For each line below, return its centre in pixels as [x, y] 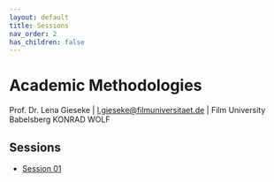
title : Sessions [39, 26]
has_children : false [47, 42]
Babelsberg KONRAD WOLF [60, 119]
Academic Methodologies [106, 86]
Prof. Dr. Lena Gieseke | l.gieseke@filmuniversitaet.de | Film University [137, 110]
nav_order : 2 [33, 34]
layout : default [39, 17]
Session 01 [42, 168]
